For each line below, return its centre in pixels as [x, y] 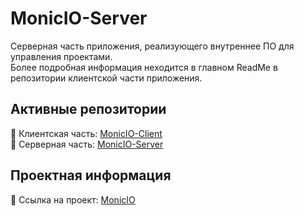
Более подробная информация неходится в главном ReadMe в [144, 67]
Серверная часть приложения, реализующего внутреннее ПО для [152, 46]
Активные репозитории [88, 109]
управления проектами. [61, 56]
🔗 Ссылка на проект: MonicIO [73, 199]
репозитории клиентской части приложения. [106, 78]
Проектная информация [91, 175]
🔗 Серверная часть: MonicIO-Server [87, 144]
